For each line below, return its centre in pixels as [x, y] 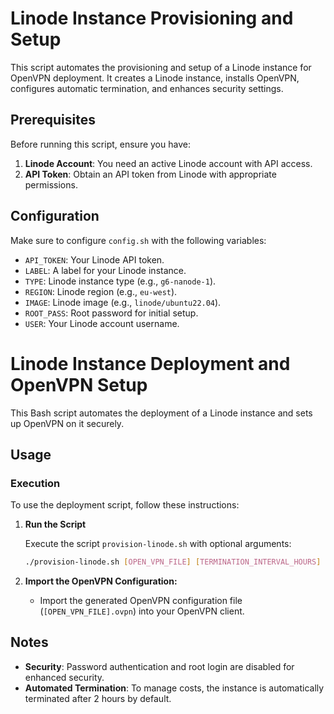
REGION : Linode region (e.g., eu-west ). [101, 291]
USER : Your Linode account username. [102, 323]
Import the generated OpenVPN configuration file [141, 601]
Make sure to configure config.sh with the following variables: [138, 240]
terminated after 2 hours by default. [98, 698]
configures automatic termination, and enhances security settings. [147, 88]
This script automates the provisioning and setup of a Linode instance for [161, 67]
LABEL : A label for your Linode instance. [105, 270]
